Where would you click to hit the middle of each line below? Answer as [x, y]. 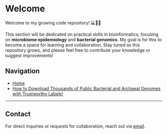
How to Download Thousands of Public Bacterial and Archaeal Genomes [86, 88]
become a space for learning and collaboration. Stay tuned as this [73, 45]
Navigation [22, 71]
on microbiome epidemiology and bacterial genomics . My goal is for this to [83, 39]
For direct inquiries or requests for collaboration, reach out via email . [75, 126]
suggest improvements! [29, 55]
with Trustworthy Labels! [38, 94]
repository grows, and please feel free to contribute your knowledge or [78, 50]
